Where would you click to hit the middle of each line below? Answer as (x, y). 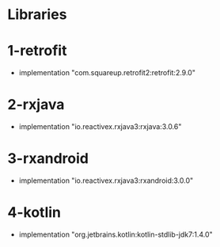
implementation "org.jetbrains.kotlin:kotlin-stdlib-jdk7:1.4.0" (116, 234)
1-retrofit (37, 51)
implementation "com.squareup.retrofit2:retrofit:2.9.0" (107, 73)
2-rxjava (36, 105)
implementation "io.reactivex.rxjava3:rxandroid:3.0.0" (106, 180)
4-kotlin (34, 213)
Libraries (37, 15)
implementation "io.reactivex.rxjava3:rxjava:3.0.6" (100, 127)
